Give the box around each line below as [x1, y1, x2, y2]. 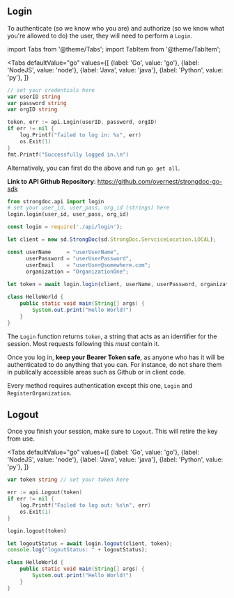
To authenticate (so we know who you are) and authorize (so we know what [7, 24, 225, 32]
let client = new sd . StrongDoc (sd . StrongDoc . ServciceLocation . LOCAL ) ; [7, 236, 217, 243]
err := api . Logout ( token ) [7, 489, 82, 496]
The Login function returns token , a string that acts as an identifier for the [7, 332, 217, 340]
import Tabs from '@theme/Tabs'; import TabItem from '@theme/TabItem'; [7, 45, 221, 53]
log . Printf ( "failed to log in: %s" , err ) [19, 132, 141, 139]
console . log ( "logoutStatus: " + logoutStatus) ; [7, 546, 148, 553]
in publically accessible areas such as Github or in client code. [7, 368, 186, 376]
